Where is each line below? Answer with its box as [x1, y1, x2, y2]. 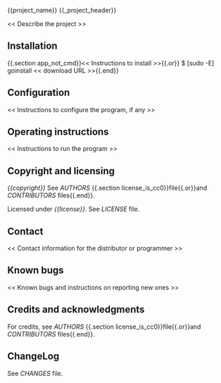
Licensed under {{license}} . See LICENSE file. [7, 205, 140, 214]
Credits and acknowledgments [7, 303, 145, 316]
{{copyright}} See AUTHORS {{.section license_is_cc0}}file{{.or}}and [7, 183, 208, 193]
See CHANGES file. [7, 369, 63, 377]
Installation [7, 40, 58, 52]
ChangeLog [7, 351, 60, 363]
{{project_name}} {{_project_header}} [7, 6, 117, 14]
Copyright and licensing [7, 165, 115, 177]
